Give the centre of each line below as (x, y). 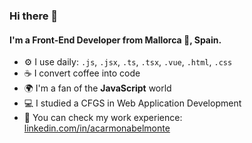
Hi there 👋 (34, 16)
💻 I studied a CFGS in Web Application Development (132, 103)
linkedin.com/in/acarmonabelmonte (97, 128)
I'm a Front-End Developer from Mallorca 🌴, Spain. (115, 40)
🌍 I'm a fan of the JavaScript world (97, 88)
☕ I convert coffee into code (82, 73)
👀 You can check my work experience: (103, 118)
